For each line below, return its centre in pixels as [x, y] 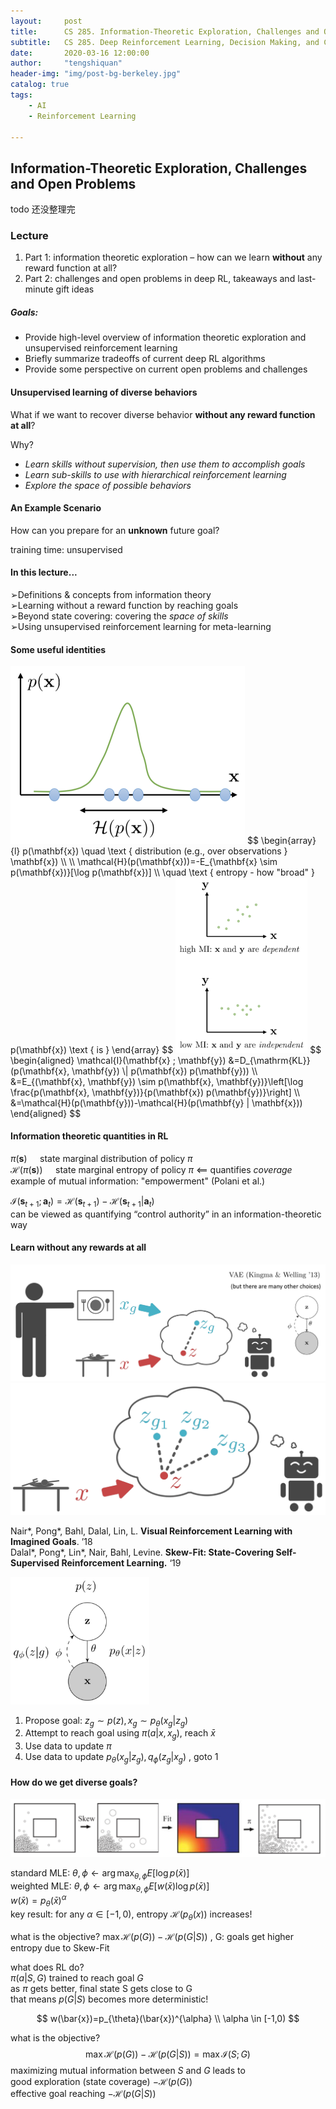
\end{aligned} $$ [46, 1113]
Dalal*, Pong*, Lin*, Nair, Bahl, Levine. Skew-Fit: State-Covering [142, 1552]
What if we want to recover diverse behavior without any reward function [163, 414]
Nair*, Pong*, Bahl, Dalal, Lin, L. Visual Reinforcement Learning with [151, 1531]
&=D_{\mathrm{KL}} [269, 1060]
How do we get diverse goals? [74, 1782]
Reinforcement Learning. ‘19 [121, 1562]
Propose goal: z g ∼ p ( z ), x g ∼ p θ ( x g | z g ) [106, 1721]
